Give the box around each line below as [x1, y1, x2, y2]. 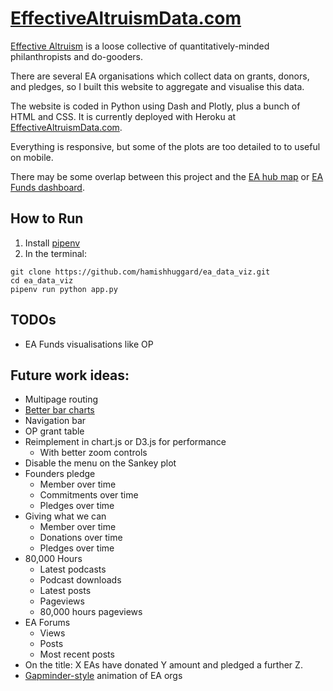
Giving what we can [24, 510, 107, 522]
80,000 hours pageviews [39, 606, 143, 618]
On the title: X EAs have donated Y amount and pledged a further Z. [24, 659, 303, 671]
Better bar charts [24, 404, 95, 416]
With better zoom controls [39, 447, 148, 459]
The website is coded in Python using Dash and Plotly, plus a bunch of [10, 100, 301, 112]
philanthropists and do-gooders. [10, 50, 144, 62]
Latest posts [39, 585, 92, 597]
